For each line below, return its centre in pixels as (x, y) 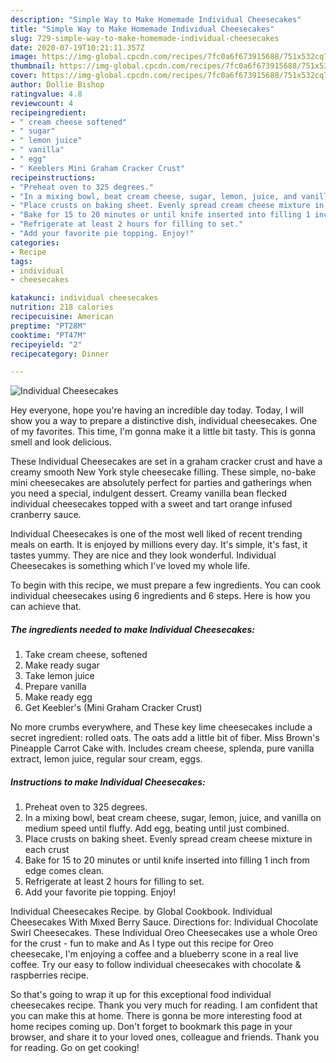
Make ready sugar (62, 665)
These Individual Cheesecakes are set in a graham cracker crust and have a (166, 462)
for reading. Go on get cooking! (75, 1048)
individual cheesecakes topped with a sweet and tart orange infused (151, 504)
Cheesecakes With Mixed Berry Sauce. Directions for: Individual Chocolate (164, 922)
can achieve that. (46, 607)
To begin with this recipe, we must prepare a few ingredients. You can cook (166, 585)
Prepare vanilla (55, 687)
